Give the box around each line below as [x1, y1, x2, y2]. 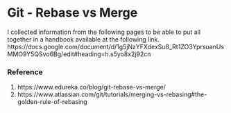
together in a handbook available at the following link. [7, 35, 160, 43]
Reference [7, 67, 43, 77]
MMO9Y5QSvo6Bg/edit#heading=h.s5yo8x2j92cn [7, 50, 151, 58]
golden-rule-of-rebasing [17, 98, 88, 106]
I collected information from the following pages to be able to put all [7, 28, 201, 36]
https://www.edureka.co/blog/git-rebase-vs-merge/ [17, 83, 166, 92]
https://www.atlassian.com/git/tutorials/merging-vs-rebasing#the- [17, 90, 207, 98]
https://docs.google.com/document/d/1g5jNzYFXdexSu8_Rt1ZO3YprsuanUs [7, 42, 224, 51]
